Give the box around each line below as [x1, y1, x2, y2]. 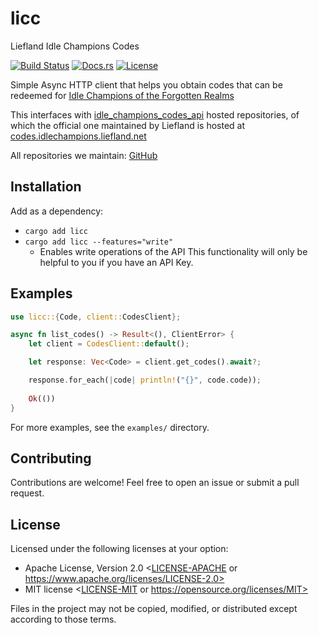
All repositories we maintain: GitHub [10, 149, 158, 161]
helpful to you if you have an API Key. [39, 256, 194, 268]
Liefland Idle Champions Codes [10, 40, 140, 52]
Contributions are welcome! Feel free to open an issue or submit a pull [10, 477, 300, 489]
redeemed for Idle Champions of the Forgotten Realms [10, 89, 235, 101]
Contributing [10, 450, 92, 467]
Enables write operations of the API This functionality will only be [39, 245, 308, 257]
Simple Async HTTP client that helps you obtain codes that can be [10, 78, 283, 91]
